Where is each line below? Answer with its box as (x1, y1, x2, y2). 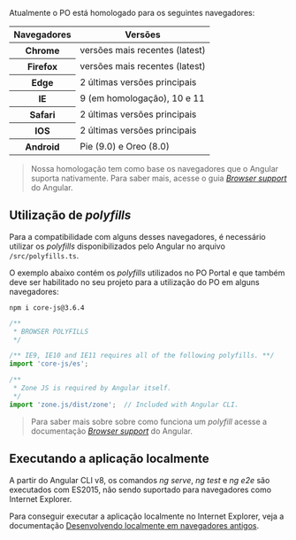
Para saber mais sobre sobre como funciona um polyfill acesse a (30, 416, 268, 427)
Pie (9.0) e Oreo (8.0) (79, 140, 170, 152)
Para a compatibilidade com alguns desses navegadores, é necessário (9, 231, 267, 242)
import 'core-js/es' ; (9, 359, 89, 368)
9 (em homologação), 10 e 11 (79, 92, 205, 104)
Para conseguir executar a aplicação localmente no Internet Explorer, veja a (9, 511, 285, 521)
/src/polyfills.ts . (9, 250, 80, 260)
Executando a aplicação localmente (9, 451, 209, 467)
